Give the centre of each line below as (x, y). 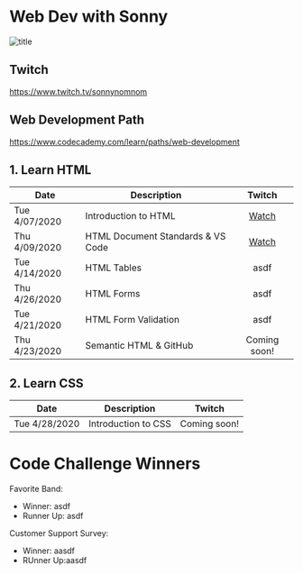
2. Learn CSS (46, 383)
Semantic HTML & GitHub (139, 346)
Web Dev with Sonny (89, 17)
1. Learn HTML (50, 170)
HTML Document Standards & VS (156, 236)
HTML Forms (113, 294)
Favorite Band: (36, 489)
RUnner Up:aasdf (55, 560)
